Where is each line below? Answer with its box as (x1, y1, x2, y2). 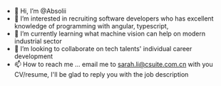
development (14, 52, 53, 60)
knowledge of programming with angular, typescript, (14, 22, 169, 30)
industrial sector (14, 37, 62, 45)
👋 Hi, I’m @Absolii (14, 7, 66, 15)
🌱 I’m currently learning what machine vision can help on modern (14, 29, 206, 38)
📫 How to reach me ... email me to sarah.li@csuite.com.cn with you (14, 60, 214, 68)
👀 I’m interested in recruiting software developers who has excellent (14, 14, 214, 23)
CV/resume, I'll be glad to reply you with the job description (14, 70, 189, 78)
